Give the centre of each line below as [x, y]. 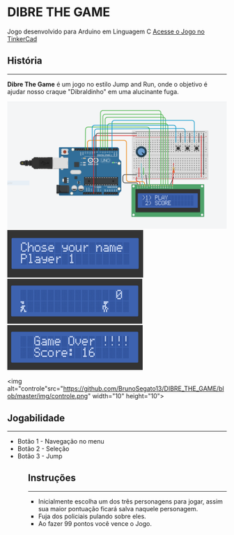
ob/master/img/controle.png [48, 396]
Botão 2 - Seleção [43, 449]
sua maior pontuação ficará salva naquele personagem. [118, 508]
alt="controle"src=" [36, 389]
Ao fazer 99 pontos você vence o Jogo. [95, 523]
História [25, 61]
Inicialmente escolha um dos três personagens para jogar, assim [130, 501]
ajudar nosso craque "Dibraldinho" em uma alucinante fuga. [93, 91]
